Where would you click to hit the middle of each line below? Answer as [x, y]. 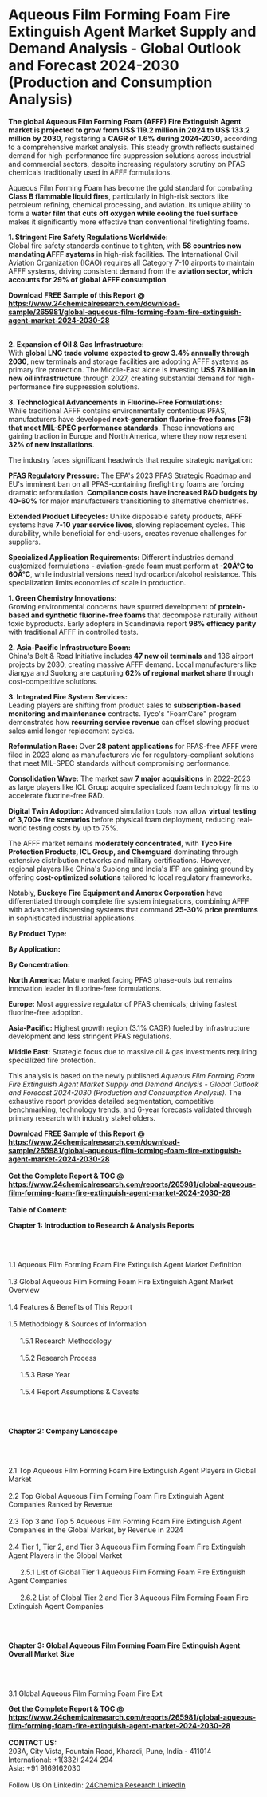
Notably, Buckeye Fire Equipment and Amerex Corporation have [116, 893]
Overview [24, 1290]
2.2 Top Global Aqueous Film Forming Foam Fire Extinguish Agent [116, 1496]
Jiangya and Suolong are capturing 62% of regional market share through [131, 672]
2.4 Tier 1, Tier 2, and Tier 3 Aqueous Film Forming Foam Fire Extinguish [127, 1547]
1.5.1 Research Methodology [65, 1341]
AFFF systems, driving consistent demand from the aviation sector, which [130, 271]
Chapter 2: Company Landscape [63, 1431]
